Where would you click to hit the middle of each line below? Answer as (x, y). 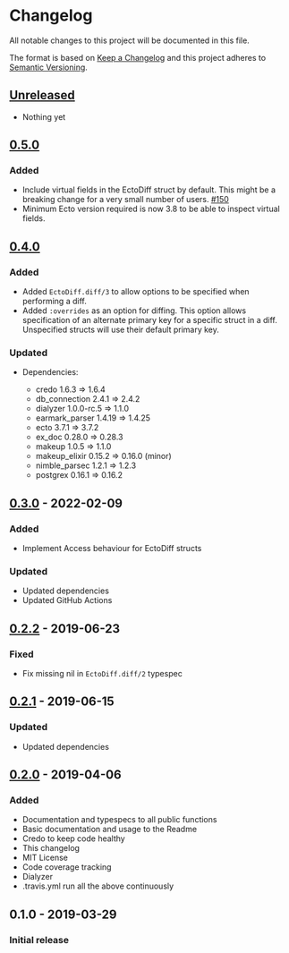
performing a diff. (54, 302)
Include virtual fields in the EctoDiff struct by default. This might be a (149, 190)
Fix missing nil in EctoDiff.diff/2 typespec (102, 674)
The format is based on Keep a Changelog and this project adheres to (138, 57)
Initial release (39, 940)
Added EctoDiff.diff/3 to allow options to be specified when (136, 292)
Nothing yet (44, 116)
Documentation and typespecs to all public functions (119, 820)
